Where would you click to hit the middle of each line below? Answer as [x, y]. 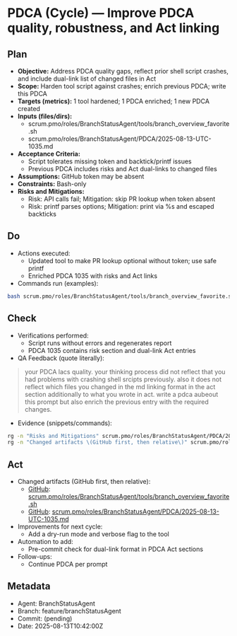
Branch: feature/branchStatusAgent [69, 611]
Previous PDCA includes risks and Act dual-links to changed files [122, 169]
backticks [42, 214]
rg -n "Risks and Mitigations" [53, 436]
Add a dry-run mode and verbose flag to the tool [98, 534]
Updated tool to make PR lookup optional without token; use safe [122, 260]
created [29, 109]
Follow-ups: [35, 557]
